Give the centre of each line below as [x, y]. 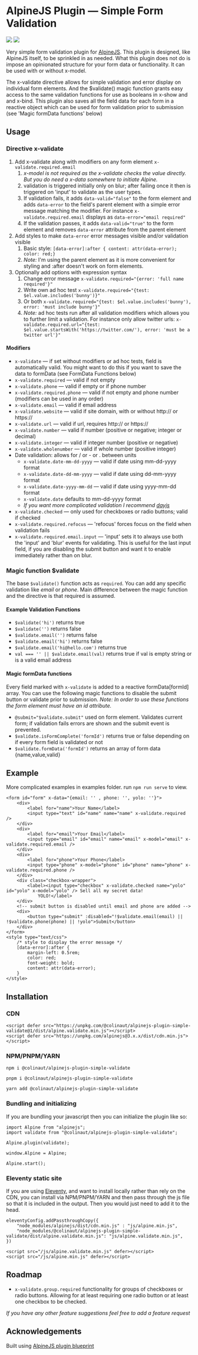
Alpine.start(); [26, 1163]
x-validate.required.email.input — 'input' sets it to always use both [99, 536]
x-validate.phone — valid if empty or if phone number [80, 386]
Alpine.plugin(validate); [38, 1143]
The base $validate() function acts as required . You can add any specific [96, 583]
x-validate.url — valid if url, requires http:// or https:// [81, 423]
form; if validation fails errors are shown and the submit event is [92, 723]
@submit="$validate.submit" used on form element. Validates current [98, 717]
